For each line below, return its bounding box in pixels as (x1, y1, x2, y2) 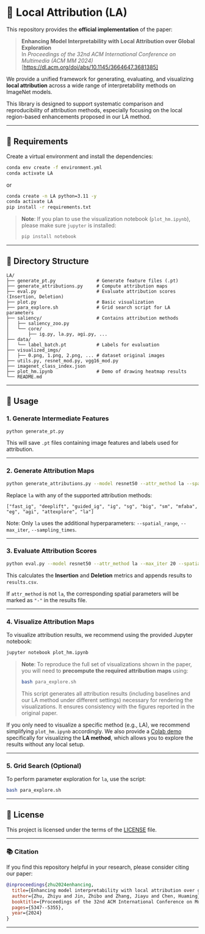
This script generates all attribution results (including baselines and (21, 689, 190, 697)
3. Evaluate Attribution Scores (6, 547, 97, 555)
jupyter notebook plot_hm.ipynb (6, 650, 88, 656)
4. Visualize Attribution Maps (6, 617, 95, 626)
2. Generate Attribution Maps (6, 467, 95, 475)
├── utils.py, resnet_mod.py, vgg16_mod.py (6, 357, 119, 364)
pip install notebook (21, 234, 76, 240)
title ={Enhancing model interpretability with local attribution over (12, 887, 195, 893)
